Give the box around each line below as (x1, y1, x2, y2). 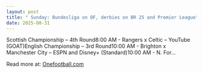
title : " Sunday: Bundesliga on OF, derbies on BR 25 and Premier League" (6, 14, 199, 20)
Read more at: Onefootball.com (6, 60, 85, 68)
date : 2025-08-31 (6, 20, 50, 26)
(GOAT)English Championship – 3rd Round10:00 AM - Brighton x (6, 42, 166, 50)
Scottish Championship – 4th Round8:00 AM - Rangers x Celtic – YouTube (6, 36, 190, 44)
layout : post (6, 8, 39, 15)
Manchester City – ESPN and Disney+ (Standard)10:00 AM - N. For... (6, 49, 176, 56)
